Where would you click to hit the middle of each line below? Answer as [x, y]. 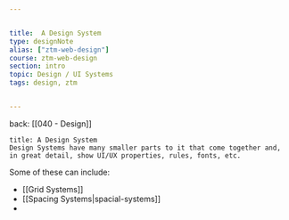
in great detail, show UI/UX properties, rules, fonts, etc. [125, 155]
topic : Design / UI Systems [62, 75]
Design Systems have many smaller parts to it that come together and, [145, 148]
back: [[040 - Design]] [50, 123]
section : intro [37, 66]
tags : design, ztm [43, 83]
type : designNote [41, 41]
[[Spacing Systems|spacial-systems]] [91, 199]
